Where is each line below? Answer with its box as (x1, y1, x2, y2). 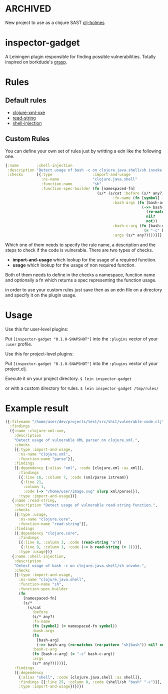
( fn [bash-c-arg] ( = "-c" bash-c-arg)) (31, 651, 115, 656)
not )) (146, 218, 157, 224)
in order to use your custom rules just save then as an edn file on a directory (5, 286, 162, 292)
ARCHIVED (5, 3, 51, 14)
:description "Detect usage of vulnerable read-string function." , (14, 503, 157, 508)
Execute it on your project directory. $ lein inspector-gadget (5, 375, 132, 381)
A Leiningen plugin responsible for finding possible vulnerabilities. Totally (5, 53, 156, 59)
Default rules (5, 96, 46, 105)
